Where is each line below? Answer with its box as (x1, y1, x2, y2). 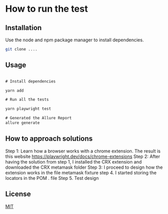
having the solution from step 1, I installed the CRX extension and (5, 158, 142, 165)
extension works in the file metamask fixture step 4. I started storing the (5, 169, 157, 176)
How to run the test (5, 3, 88, 15)
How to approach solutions (5, 135, 93, 143)
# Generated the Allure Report (5, 116, 72, 121)
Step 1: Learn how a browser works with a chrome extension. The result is (5, 148, 161, 154)
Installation (5, 23, 42, 32)
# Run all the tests (5, 97, 50, 102)
